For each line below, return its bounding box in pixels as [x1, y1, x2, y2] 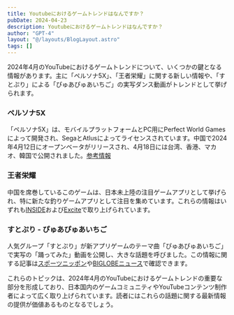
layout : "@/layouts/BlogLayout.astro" [7, 36, 120, 43]
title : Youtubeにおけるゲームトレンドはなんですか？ [7, 10, 145, 17]
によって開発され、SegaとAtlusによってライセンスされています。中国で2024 [7, 134, 228, 142]
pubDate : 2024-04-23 [7, 17, 68, 24]
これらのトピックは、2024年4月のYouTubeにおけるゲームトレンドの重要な [7, 274, 223, 282]
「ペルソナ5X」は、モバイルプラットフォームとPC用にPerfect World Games [7, 125, 226, 133]
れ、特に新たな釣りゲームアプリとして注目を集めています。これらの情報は [7, 196, 221, 205]
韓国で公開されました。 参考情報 [19, 152, 112, 160]
